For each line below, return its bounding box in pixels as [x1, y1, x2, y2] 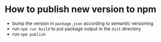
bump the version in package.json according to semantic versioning [12, 20, 153, 26]
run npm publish [12, 31, 46, 37]
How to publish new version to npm [5, 4, 157, 15]
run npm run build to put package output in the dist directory [12, 25, 141, 31]
